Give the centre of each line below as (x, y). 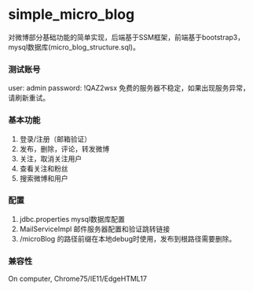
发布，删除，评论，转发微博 (64, 149)
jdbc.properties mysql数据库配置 (72, 219)
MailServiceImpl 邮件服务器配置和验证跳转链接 (95, 229)
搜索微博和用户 (44, 178)
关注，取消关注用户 (51, 158)
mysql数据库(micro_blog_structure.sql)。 (74, 47)
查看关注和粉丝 (44, 168)
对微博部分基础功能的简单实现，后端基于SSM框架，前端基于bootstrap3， (126, 37)
